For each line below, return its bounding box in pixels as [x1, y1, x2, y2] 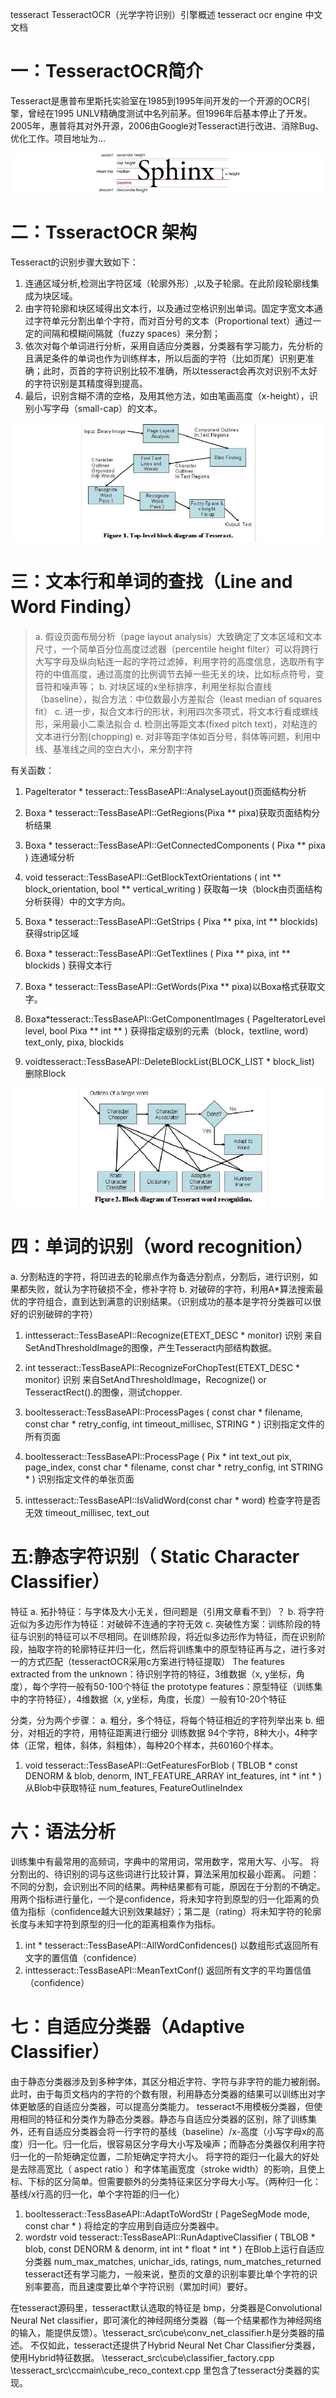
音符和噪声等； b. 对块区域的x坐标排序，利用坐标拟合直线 [34, 680, 272, 692]
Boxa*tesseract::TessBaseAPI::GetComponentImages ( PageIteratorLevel [24, 1013, 326, 1025]
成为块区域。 [24, 289, 78, 302]
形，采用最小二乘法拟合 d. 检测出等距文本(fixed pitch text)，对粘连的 [34, 718, 318, 730]
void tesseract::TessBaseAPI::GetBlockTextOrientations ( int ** [24, 871, 282, 883]
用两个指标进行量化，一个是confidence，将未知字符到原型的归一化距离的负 [10, 1893, 320, 1905]
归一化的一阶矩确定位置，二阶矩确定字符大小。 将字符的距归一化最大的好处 [10, 2150, 320, 2162]
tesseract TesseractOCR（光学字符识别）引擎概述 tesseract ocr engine [10, 9, 303, 20]
